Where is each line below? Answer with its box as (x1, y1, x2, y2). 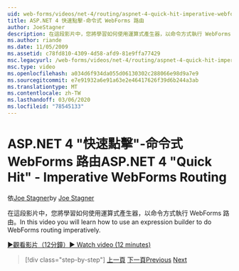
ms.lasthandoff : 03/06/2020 (7, 97, 91, 104)
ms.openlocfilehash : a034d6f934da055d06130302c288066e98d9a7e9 (7, 70, 199, 77)
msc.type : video (7, 63, 55, 70)
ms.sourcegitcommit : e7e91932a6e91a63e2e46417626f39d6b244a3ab (7, 76, 199, 84)
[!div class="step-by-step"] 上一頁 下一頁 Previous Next (24, 255, 187, 264)
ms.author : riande (7, 37, 62, 44)
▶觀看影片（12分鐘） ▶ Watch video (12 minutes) (7, 240, 152, 249)
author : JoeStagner (7, 23, 65, 31)
